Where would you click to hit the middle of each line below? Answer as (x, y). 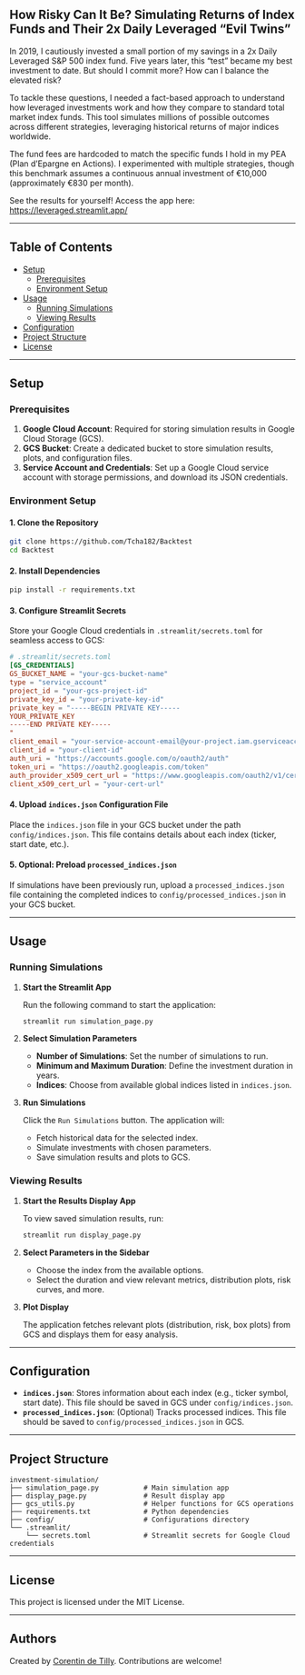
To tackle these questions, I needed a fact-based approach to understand (148, 97)
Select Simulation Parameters (80, 1039)
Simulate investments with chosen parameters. (123, 1148)
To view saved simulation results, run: (93, 1218)
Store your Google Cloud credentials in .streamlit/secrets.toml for (136, 631)
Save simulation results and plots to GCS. (113, 1157)
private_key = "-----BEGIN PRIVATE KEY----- (95, 708)
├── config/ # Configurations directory (129, 1520)
